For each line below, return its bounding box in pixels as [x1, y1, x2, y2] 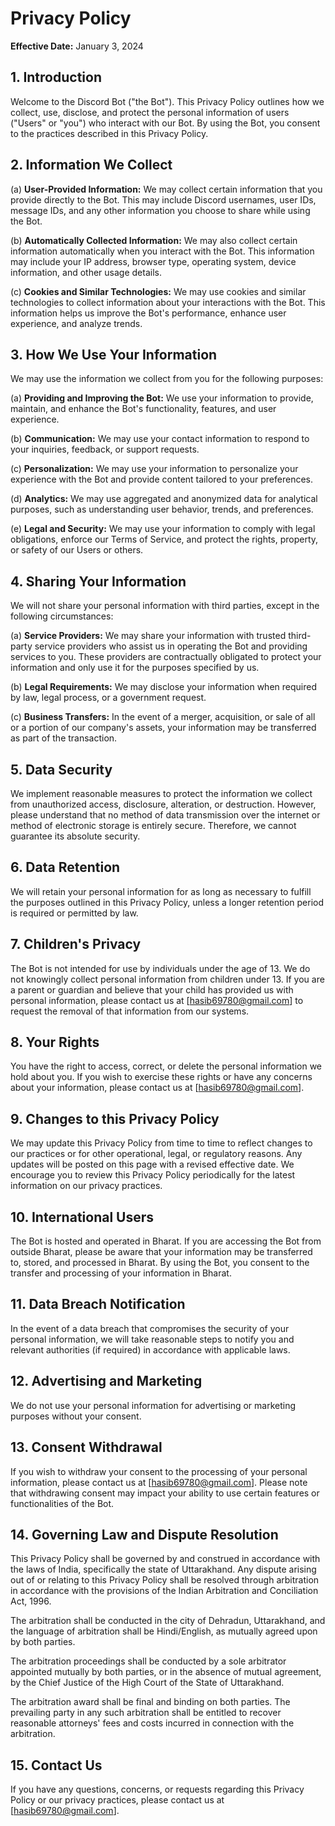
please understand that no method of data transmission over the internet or [10, 809, 321, 821]
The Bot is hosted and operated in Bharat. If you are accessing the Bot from [10, 1235, 322, 1247]
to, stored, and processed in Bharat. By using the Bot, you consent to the [10, 1257, 310, 1269]
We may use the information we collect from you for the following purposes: [10, 373, 324, 385]
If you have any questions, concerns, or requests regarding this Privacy [10, 1783, 305, 1796]
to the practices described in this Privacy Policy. [10, 127, 209, 139]
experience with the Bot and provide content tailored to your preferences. [10, 473, 313, 486]
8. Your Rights [10, 1034, 100, 1051]
